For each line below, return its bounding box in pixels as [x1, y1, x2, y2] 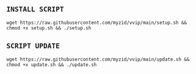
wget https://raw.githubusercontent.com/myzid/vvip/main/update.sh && [6, 56, 190, 62]
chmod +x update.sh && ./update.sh [6, 61, 97, 68]
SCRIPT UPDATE [6, 42, 60, 51]
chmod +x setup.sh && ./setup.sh [6, 24, 92, 31]
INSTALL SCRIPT [6, 5, 64, 14]
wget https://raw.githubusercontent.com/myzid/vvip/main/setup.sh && [6, 20, 187, 26]
